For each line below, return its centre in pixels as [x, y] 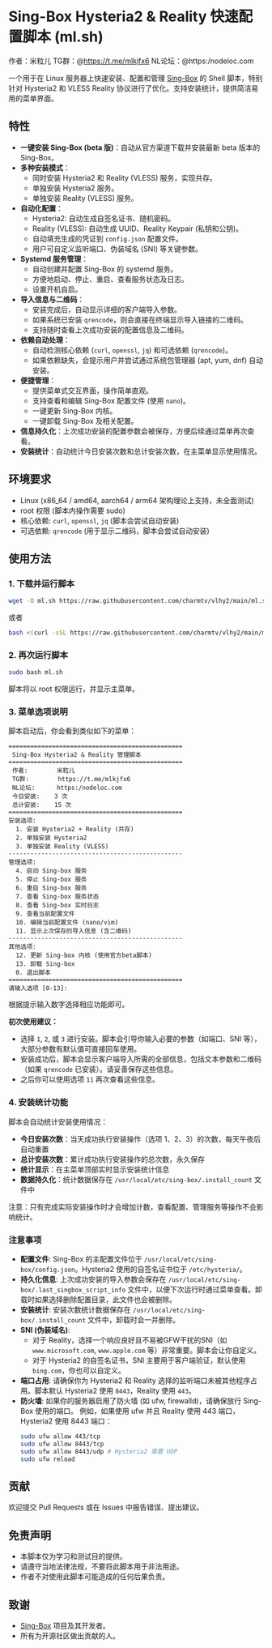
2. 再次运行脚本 [38, 655]
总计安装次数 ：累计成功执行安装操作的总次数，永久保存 [112, 1159]
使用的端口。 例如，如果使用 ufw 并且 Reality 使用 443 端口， [138, 1411]
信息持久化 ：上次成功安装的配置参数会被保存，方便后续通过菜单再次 [134, 431]
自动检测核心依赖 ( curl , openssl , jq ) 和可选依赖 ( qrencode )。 [132, 350]
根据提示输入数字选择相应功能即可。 [69, 1005]
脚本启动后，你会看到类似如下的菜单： [72, 731]
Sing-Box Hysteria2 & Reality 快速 [123, 17]
